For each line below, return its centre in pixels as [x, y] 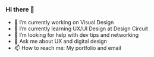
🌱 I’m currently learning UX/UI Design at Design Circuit [81, 28]
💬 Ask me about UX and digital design [61, 42]
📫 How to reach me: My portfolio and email [67, 48]
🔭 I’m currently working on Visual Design [64, 23]
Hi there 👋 [20, 9]
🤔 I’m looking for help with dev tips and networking [76, 35]
